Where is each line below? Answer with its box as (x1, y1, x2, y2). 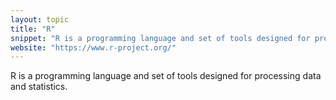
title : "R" (10, 24, 56, 34)
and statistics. (10, 81, 68, 93)
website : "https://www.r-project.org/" (10, 42, 177, 53)
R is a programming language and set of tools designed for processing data (10, 70, 322, 82)
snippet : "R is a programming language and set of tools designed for (10, 33, 311, 43)
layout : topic (10, 14, 70, 25)
